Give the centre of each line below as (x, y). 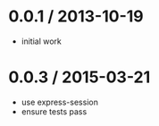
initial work (41, 41)
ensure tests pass (54, 111)
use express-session (60, 102)
